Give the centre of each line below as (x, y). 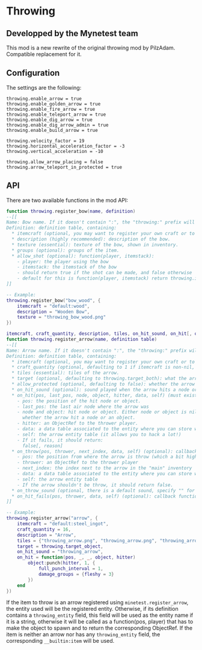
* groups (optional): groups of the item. (66, 250)
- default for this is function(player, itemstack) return (93, 278)
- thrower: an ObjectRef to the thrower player (78, 463)
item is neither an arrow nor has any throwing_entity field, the (83, 634)
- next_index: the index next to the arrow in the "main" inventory (105, 468)
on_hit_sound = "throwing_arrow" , (60, 552)
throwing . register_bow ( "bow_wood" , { (54, 300)
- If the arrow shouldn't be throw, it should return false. (95, 485)
